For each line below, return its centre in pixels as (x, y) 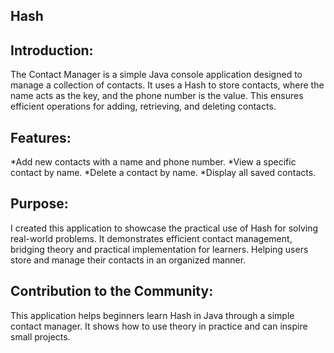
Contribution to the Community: (112, 291)
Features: (41, 137)
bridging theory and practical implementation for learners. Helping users (159, 249)
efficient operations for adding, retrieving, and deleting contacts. (143, 106)
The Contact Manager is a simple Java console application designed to (156, 75)
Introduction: (52, 50)
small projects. (40, 336)
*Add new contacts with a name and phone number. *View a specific (153, 162)
